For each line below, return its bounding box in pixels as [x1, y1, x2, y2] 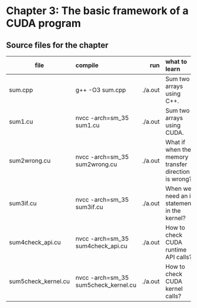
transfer [165, 160, 188, 168]
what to [165, 58, 188, 65]
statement [165, 199, 193, 207]
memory [165, 153, 189, 161]
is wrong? [165, 175, 192, 183]
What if [165, 138, 186, 146]
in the [165, 207, 181, 214]
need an [165, 192, 188, 200]
